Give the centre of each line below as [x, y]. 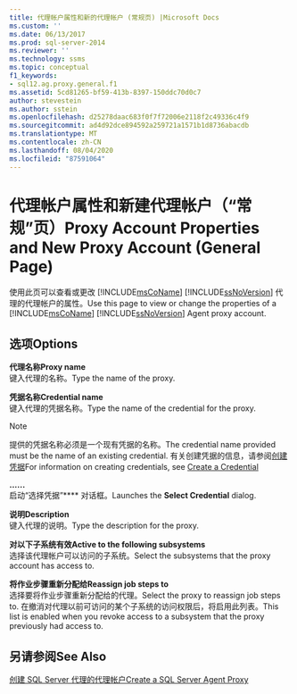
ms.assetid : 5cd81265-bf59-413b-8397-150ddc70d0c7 [105, 92]
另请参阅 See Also [58, 656]
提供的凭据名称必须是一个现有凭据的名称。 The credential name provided [143, 445]
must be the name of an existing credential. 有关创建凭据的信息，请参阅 [140, 456]
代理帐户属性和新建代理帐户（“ [123, 205]
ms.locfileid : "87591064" [57, 159]
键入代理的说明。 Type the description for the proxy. [104, 526]
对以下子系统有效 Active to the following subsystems [107, 545]
